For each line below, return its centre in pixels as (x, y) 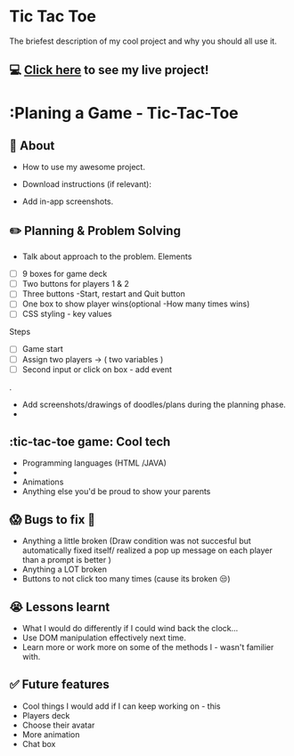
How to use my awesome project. (83, 167)
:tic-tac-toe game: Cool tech (90, 442)
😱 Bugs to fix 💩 (53, 520)
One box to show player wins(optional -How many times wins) (136, 304)
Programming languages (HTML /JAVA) (94, 463)
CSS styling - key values (67, 314)
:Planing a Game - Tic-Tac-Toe (124, 113)
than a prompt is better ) (66, 560)
